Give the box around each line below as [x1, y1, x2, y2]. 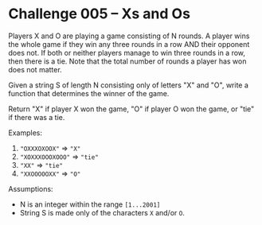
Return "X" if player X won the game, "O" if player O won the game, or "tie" [8, 104, 255, 114]
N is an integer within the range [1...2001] [19, 200, 161, 209]
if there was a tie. [8, 112, 65, 122]
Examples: [8, 128, 42, 138]
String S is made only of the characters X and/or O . [19, 208, 185, 217]
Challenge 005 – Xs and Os [8, 5, 191, 23]
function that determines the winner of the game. [8, 88, 170, 98]
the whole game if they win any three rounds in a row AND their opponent [8, 39, 250, 48]
